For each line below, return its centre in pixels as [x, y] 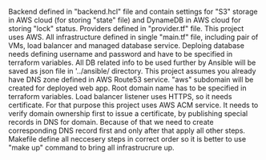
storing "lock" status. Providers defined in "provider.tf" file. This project [126, 28]
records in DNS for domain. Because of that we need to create [111, 122]
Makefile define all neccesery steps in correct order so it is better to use [127, 139]
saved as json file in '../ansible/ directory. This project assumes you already [132, 71]
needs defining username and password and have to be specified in [121, 54]
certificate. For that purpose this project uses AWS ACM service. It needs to [133, 105]
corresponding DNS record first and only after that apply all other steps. [127, 130]
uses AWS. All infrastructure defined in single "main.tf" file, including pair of [133, 37]
